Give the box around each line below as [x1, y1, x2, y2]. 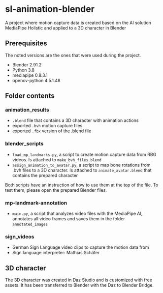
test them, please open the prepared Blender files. [5, 187, 107, 193]
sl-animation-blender [5, 3, 95, 15]
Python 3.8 [12, 67, 34, 73]
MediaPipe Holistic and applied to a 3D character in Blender [5, 25, 127, 30]
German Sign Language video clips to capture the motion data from [12, 244, 149, 250]
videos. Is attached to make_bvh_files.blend [12, 156, 102, 163]
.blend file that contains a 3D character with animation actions [12, 117, 139, 123]
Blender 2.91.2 [12, 61, 42, 67]
